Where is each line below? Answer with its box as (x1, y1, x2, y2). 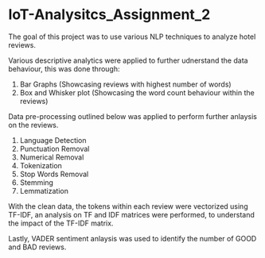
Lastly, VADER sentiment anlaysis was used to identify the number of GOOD (8, 233, 257, 243)
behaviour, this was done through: (8, 64, 120, 73)
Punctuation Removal (19, 144, 90, 153)
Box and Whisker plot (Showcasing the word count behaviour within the (19, 87, 255, 97)
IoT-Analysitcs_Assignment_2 (8, 6, 211, 24)
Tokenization (19, 160, 62, 170)
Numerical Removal (19, 152, 84, 162)
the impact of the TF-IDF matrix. (8, 218, 114, 228)
